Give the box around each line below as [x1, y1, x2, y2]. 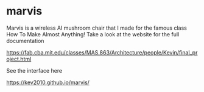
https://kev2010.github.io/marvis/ [6, 79, 90, 86]
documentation [6, 37, 44, 44]
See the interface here [6, 67, 63, 74]
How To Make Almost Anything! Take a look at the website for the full [6, 30, 180, 38]
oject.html [6, 55, 32, 62]
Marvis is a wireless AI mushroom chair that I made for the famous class [6, 24, 187, 31]
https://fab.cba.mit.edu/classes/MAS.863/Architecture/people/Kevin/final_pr [6, 48, 198, 56]
